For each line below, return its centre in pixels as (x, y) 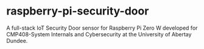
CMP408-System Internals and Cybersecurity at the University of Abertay (99, 34)
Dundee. (17, 41)
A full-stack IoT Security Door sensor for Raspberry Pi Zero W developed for (102, 28)
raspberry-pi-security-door (78, 11)
